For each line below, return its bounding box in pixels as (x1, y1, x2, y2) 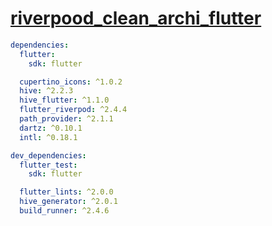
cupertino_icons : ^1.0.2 (19, 77, 123, 87)
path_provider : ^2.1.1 (19, 114, 114, 124)
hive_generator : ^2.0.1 (19, 197, 118, 207)
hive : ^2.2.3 (19, 86, 74, 96)
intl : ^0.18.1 (19, 132, 78, 142)
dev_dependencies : (10, 150, 87, 161)
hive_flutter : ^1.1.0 (19, 95, 110, 106)
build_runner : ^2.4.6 (19, 206, 110, 216)
